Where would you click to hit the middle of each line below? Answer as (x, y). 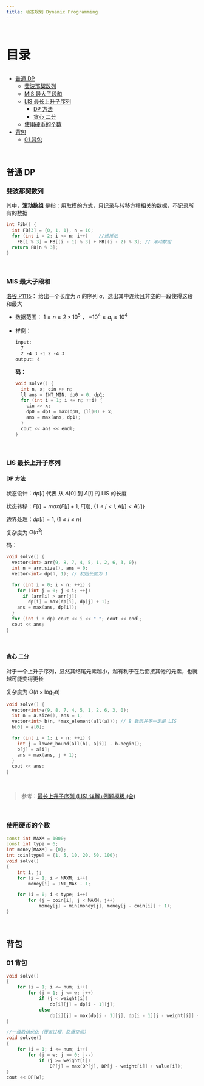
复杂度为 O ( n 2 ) (25, 532)
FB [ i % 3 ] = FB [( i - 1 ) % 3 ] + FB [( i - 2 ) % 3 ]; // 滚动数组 (94, 241)
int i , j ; (30, 872)
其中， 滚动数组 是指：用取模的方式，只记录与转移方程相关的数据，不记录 (97, 205)
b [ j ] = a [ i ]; (34, 749)
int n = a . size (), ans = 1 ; (47, 716)
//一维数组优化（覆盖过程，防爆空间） (48, 1032)
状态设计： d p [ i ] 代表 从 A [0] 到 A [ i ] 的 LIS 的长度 (66, 493)
